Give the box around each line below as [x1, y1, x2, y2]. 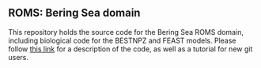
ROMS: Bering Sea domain [8, 6, 141, 20]
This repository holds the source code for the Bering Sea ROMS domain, [8, 27, 244, 36]
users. [8, 52, 29, 62]
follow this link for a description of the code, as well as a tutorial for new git [8, 43, 253, 54]
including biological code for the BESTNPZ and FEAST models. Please [8, 36, 236, 45]
